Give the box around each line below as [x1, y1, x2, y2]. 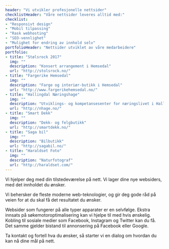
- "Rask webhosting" [5, 31, 49, 36]
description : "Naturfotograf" [10, 158, 73, 163]
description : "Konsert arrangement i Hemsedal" [10, 64, 112, 69]
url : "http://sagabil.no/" [10, 143, 66, 149]
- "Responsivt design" [5, 21, 53, 27]
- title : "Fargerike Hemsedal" [5, 73, 71, 78]
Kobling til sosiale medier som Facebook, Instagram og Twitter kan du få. [5, 217, 156, 223]
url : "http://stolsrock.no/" [10, 69, 71, 74]
